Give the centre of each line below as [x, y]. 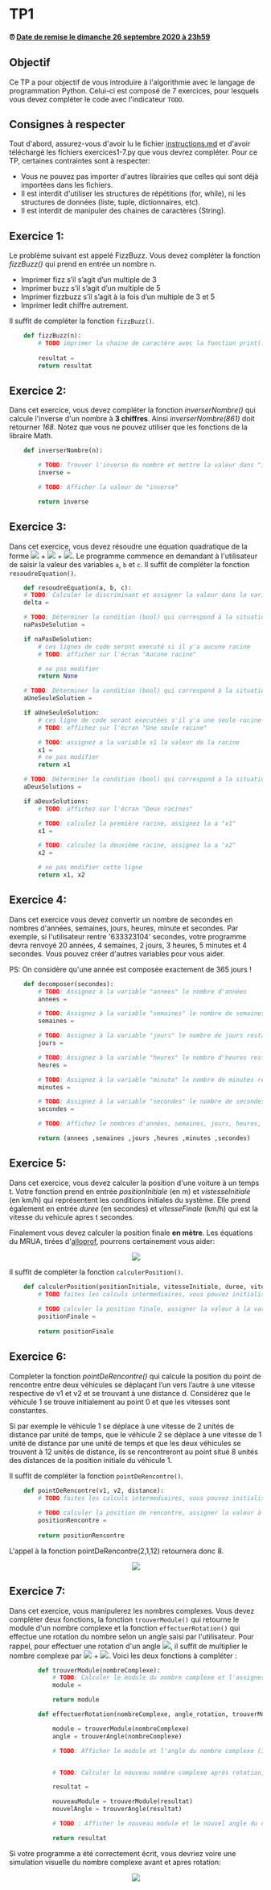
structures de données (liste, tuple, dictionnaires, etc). [110, 202]
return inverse [64, 502]
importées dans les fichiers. [67, 185]
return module [76, 1700]
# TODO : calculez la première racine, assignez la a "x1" [137, 823]
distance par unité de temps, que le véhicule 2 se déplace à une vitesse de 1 [135, 1434]
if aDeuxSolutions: [56, 801]
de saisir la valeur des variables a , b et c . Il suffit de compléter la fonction [129, 564]
